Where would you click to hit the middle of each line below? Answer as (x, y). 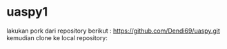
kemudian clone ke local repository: (57, 37)
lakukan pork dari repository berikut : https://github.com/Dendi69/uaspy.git (113, 31)
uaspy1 (27, 12)
